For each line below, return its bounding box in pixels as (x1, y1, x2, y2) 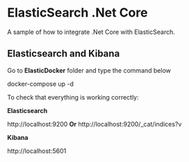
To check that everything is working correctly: (7, 93, 139, 101)
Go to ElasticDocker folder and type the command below (7, 66, 172, 74)
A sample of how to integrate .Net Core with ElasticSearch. (7, 28, 175, 36)
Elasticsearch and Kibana (7, 48, 120, 60)
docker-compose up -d (7, 80, 74, 88)
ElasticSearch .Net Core (7, 5, 148, 21)
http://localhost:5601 (7, 147, 67, 155)
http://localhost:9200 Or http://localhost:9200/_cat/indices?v (7, 120, 182, 128)
